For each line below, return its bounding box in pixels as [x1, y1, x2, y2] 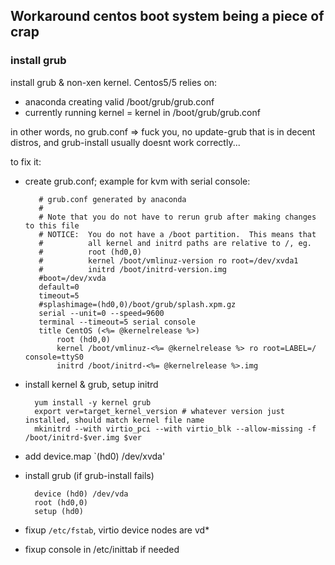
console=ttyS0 [24, 352, 84, 362]
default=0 [38, 282, 80, 292]
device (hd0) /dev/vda [34, 489, 129, 499]
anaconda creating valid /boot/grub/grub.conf [24, 95, 215, 108]
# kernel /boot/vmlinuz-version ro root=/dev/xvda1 [38, 255, 299, 266]
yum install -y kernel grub [34, 397, 152, 408]
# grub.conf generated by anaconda [38, 194, 187, 204]
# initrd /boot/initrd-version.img [38, 264, 227, 274]
